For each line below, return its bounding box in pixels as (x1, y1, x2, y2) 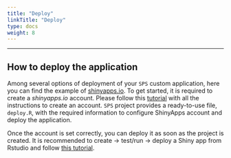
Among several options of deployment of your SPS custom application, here (7, 80, 220, 88)
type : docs (7, 23, 38, 30)
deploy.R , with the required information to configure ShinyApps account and (7, 109, 222, 117)
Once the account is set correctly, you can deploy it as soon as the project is (7, 129, 224, 137)
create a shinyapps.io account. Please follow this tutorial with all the (7, 94, 199, 102)
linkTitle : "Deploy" (7, 16, 67, 23)
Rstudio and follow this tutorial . (7, 144, 95, 152)
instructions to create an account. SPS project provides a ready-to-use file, (7, 101, 218, 110)
